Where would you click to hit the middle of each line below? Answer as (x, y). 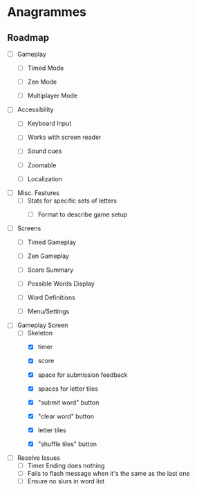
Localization (45, 179)
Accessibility (35, 110)
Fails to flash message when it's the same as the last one (109, 473)
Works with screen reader (64, 137)
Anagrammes (47, 12)
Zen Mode (42, 82)
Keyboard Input (49, 123)
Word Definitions (51, 297)
